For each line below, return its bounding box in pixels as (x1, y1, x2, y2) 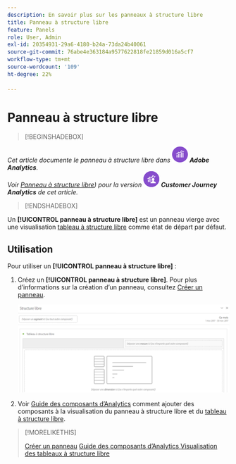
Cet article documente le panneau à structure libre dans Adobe (7, 156, 210, 165)
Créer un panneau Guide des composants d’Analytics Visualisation (24, 442, 218, 451)
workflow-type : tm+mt (7, 56, 71, 63)
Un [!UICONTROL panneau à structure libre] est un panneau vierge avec (7, 215, 221, 224)
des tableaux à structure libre (24, 449, 111, 458)
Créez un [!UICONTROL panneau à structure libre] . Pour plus (17, 275, 197, 284)
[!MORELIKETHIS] (24, 428, 77, 437)
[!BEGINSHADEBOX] (24, 132, 84, 141)
